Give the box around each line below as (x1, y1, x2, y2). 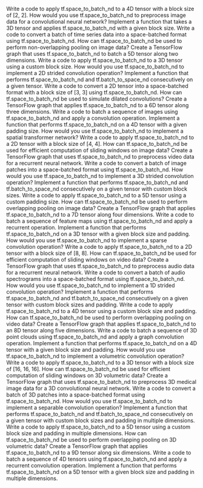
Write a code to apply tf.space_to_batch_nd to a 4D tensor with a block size (6, 5, 195, 12)
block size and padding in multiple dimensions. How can (6, 430, 147, 437)
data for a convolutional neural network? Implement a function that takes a (6, 18, 192, 25)
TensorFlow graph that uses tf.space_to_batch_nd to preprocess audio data (6, 263, 195, 269)
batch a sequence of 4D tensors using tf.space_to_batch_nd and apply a (6, 455, 187, 463)
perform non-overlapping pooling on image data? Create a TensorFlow (6, 44, 183, 51)
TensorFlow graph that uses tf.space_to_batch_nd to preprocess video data (6, 153, 195, 160)
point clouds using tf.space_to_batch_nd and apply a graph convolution (6, 333, 184, 340)
